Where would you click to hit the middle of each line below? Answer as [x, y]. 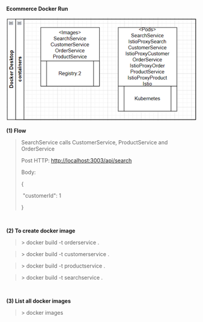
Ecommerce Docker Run [37, 9]
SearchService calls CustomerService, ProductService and [94, 143]
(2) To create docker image [41, 231]
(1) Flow [16, 131]
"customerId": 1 [42, 196]
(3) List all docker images [39, 301]
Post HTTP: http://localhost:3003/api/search [76, 161]
